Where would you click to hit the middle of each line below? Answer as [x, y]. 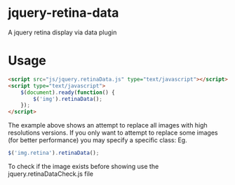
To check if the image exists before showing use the [83, 166]
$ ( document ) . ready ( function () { [68, 92]
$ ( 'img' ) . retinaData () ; [68, 99]
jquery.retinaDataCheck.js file [51, 174]
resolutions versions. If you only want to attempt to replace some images [113, 133]
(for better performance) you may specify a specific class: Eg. [98, 140]
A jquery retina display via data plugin [62, 32]
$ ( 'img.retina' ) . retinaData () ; [54, 153]
